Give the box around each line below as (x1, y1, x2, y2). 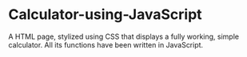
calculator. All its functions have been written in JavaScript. (8, 40, 204, 49)
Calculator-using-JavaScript (8, 6, 202, 24)
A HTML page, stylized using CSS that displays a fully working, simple (8, 32, 240, 41)
